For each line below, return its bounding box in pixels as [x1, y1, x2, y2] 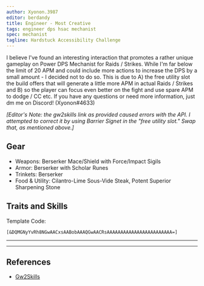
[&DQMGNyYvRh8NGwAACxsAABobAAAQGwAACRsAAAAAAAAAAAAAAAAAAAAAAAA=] [6, 229, 178, 235]
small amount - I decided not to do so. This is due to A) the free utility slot [6, 74, 190, 80]
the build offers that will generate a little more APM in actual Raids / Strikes [6, 80, 193, 87]
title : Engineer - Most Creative [6, 20, 91, 26]
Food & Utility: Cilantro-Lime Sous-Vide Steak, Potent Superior [15, 177, 171, 184]
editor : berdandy [6, 15, 50, 21]
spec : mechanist [6, 32, 47, 38]
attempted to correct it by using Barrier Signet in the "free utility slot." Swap [6, 117, 196, 125]
